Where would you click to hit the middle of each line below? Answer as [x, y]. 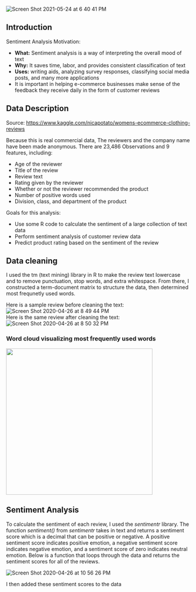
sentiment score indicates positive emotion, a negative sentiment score [92, 543]
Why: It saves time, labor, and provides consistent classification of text [100, 65]
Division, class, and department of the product [71, 201]
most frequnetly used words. [41, 294]
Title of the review [36, 170]
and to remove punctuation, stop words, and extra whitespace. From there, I [97, 281]
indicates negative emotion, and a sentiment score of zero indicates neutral [97, 549]
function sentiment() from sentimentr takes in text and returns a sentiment [95, 530]
